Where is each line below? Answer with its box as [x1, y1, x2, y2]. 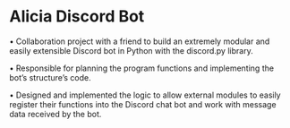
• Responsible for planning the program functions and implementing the [9, 63, 275, 73]
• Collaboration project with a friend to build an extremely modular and [9, 36, 270, 47]
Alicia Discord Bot [9, 6, 145, 27]
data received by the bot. [9, 108, 102, 119]
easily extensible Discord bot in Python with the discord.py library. [9, 45, 253, 55]
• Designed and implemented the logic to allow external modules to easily [9, 90, 281, 100]
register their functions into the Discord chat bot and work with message [9, 98, 277, 109]
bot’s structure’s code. [9, 72, 91, 82]
